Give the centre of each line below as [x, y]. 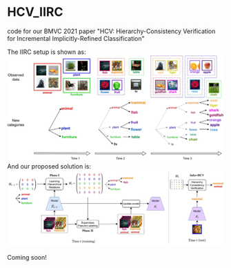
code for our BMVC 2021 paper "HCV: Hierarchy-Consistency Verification [111, 31]
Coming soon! [27, 258]
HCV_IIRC [35, 12]
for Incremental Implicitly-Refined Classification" [76, 38]
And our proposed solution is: [49, 166]
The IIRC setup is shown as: [47, 52]
